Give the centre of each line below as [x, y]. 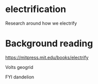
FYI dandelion [20, 77]
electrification [36, 9]
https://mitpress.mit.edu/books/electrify [47, 57]
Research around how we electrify [41, 23]
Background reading [49, 44]
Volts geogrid [19, 67]
